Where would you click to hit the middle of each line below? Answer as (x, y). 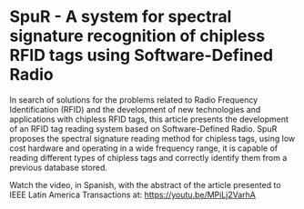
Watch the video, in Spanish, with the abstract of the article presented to (145, 184)
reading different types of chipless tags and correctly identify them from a (148, 157)
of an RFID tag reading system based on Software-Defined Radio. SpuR (143, 128)
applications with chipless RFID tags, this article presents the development (149, 119)
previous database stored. (58, 167)
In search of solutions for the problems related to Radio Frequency (134, 100)
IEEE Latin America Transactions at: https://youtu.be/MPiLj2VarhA (133, 194)
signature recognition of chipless (137, 36)
